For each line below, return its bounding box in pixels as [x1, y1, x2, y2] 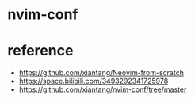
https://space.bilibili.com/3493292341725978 [18, 77, 169, 86]
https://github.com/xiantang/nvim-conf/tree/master [18, 85, 187, 94]
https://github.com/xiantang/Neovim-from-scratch [18, 68, 184, 77]
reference [7, 42, 74, 60]
